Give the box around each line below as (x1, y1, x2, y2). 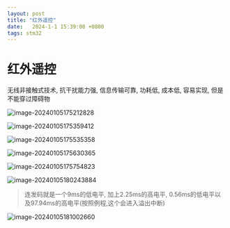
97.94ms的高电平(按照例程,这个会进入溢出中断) (30, 199, 165, 207)
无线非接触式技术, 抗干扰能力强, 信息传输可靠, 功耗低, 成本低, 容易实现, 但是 (7, 86, 224, 95)
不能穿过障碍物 (7, 95, 50, 103)
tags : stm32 (7, 29, 42, 37)
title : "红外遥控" (7, 17, 57, 24)
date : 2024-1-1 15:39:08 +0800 (7, 23, 105, 30)
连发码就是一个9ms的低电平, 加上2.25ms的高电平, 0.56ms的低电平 (24, 190, 215, 199)
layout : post (7, 10, 45, 17)
